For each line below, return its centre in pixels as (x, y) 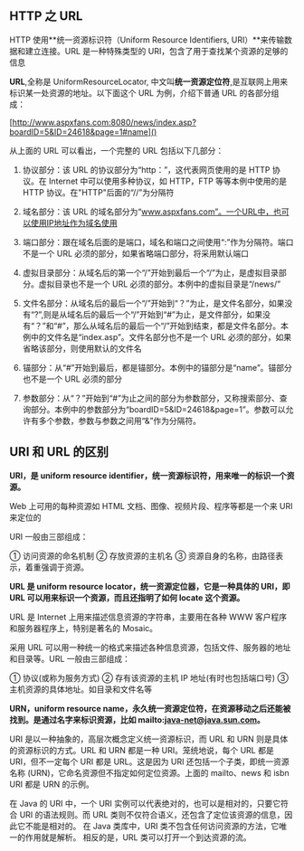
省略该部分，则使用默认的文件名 (82, 348)
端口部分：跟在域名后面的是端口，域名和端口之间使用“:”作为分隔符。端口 (158, 241)
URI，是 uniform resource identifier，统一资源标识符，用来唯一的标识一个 (148, 475)
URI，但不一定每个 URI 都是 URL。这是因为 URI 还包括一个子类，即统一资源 (149, 761)
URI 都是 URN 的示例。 (52, 784)
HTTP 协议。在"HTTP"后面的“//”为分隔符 (98, 192)
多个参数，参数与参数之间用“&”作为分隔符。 (120, 421)
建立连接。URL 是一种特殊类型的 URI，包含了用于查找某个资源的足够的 (157, 51)
